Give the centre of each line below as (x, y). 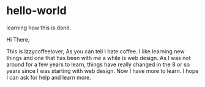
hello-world (37, 11)
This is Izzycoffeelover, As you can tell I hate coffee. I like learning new (95, 51)
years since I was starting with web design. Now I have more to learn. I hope (102, 70)
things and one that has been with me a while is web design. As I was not (99, 58)
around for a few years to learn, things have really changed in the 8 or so (98, 64)
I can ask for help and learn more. (49, 77)
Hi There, (18, 39)
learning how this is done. (39, 28)
